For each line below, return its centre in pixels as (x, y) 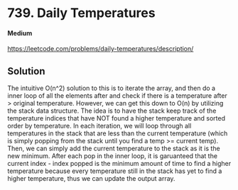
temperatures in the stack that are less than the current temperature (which (118, 133)
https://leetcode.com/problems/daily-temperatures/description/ (101, 49)
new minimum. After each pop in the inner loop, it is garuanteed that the (113, 156)
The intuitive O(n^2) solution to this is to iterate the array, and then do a (111, 88)
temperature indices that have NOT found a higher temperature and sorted (117, 118)
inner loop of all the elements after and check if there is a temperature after (117, 96)
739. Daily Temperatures (81, 13)
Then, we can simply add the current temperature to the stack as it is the (114, 149)
